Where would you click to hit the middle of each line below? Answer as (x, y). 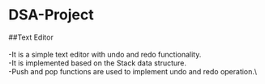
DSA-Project (51, 15)
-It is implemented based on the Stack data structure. (98, 63)
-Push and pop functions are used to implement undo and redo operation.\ (133, 71)
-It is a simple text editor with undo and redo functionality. (105, 54)
